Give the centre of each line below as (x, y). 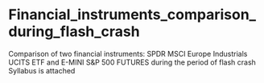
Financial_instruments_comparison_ (132, 15)
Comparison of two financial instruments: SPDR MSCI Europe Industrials (128, 53)
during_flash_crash (74, 32)
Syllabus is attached (42, 70)
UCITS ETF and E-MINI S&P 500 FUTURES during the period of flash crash (132, 62)
